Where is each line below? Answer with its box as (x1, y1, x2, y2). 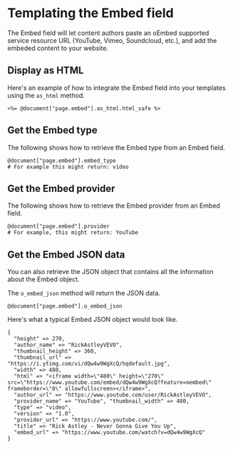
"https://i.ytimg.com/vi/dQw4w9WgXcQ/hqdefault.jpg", (7, 360, 171, 368)
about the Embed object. (7, 275, 80, 283)
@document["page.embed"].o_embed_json (7, 303, 123, 310)
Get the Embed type (7, 124, 98, 136)
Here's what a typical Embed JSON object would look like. (7, 316, 178, 324)
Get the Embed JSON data (7, 248, 125, 261)
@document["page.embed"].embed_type (7, 157, 116, 164)
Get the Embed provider (7, 182, 115, 194)
